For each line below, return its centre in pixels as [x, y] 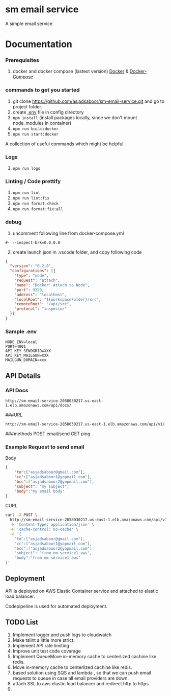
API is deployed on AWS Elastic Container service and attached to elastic [82, 591]
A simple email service [29, 24]
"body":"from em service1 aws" [48, 558]
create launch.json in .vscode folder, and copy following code [77, 252]
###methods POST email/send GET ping [48, 434]
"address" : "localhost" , [41, 295]
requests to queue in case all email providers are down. [70, 678]
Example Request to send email [45, 447]
